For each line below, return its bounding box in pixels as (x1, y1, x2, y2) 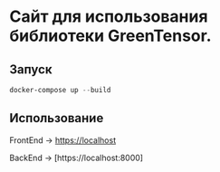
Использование (9, 110, 104, 126)
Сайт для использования (9, 6, 208, 27)
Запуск (9, 62, 53, 77)
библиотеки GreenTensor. (9, 25, 212, 46)
